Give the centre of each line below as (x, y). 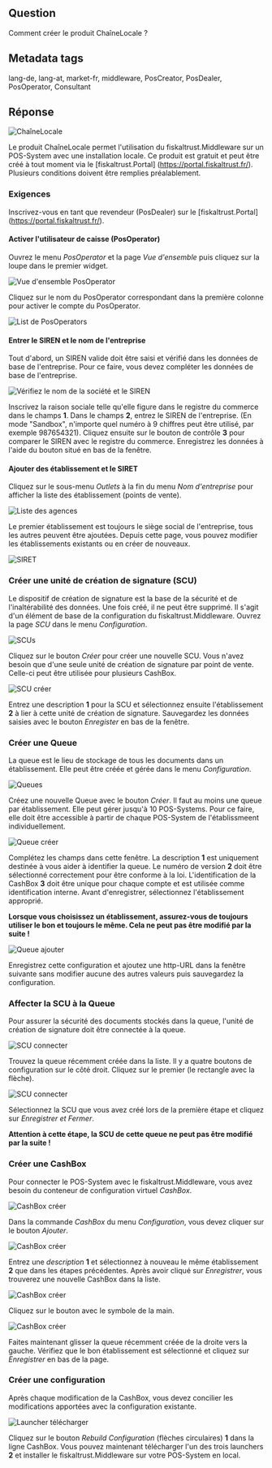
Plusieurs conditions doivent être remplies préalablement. (105, 173)
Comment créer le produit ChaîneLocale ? (78, 32)
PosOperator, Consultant (50, 86)
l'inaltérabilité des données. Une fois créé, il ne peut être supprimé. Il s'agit (134, 607)
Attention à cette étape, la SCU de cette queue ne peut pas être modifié (131, 1134)
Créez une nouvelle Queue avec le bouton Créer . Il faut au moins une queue (135, 800)
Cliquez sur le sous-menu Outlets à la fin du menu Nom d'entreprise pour (131, 487)
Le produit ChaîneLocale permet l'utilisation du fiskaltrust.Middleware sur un (136, 147)
